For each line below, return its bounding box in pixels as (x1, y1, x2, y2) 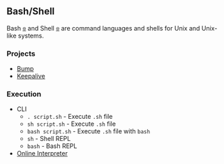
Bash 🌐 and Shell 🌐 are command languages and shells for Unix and (6, 24, 200, 32)
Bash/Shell (6, 6, 55, 17)
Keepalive (16, 72, 46, 81)
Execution (6, 90, 42, 99)
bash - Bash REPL (27, 142, 77, 150)
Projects (6, 49, 36, 58)
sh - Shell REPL (27, 135, 71, 143)
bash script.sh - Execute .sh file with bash (27, 127, 151, 136)
